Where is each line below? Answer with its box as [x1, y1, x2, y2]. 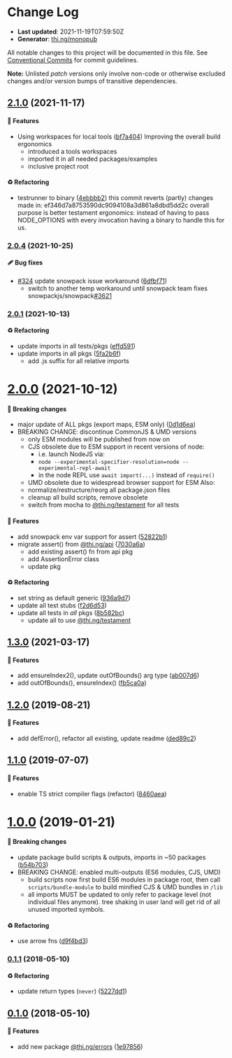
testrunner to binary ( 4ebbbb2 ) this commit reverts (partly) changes [17, 193, 214, 202]
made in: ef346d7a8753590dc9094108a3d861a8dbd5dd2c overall [17, 201, 210, 209]
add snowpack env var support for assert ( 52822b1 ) [17, 532, 168, 541]
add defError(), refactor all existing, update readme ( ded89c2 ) [17, 734, 197, 742]
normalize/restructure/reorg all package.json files [27, 486, 171, 494]
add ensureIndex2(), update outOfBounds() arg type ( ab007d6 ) [17, 671, 200, 679]
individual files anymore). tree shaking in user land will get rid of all [27, 897, 220, 906]
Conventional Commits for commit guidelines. [7, 55, 138, 64]
